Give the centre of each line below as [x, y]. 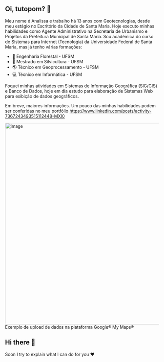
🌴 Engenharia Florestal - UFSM [43, 56]
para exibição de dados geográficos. [42, 96]
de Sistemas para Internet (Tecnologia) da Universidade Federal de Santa [79, 42]
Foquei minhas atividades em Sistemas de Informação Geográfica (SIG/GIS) [81, 86]
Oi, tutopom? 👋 [28, 9]
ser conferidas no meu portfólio [37, 111]
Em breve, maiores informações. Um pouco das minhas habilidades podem [81, 105]
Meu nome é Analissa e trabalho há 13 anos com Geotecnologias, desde [78, 21]
